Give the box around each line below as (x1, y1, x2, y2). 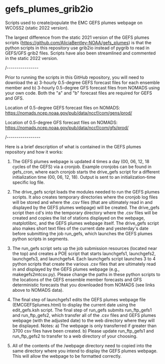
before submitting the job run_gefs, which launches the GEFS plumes (12, 230, 153, 236)
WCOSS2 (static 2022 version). (5, 25, 69, 30)
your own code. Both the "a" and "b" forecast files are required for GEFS (5, 90, 152, 96)
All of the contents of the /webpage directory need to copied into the (12, 342, 152, 348)
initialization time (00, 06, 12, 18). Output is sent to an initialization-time (12, 174, 156, 180)
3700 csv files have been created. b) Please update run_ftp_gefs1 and (12, 328, 154, 334)
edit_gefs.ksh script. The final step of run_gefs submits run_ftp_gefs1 (12, 307, 152, 313)
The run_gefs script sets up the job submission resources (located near (12, 245, 158, 251)
